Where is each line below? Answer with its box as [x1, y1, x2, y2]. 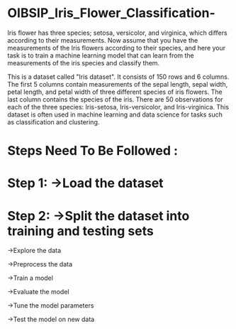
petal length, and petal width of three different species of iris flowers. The [7, 87, 223, 96]
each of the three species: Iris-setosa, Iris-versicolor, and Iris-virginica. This [7, 102, 229, 111]
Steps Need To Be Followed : [7, 143, 179, 159]
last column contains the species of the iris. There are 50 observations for [7, 95, 223, 104]
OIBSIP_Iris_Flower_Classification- [7, 5, 216, 21]
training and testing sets [7, 222, 154, 239]
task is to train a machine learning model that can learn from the [7, 51, 195, 60]
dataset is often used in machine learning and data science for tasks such [7, 110, 223, 119]
